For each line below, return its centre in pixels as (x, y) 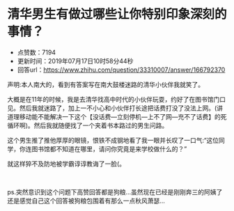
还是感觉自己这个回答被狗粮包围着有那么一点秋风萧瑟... (86, 201)
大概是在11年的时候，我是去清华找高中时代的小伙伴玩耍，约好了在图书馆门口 (117, 99)
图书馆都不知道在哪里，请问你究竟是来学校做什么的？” (109, 149)
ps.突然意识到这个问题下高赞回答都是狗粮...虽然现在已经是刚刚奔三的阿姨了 (115, 192)
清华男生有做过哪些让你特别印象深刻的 (117, 14)
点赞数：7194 (37, 52)
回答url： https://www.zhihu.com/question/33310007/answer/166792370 (121, 70)
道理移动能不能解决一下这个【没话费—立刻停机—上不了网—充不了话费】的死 (117, 116)
